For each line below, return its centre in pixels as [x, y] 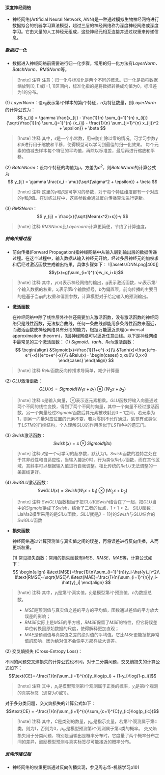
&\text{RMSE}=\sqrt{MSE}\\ [42, 577]
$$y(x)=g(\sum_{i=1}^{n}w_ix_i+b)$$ [86, 272]
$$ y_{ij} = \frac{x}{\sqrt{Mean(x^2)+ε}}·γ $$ [82, 216]
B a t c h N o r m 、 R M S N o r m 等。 [41, 69]
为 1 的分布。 [29, 92]
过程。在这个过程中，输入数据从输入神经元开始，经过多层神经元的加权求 [85, 258]
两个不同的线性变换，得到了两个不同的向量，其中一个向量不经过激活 [86, 406]
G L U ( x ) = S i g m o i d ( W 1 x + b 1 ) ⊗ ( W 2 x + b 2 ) [82, 390]
